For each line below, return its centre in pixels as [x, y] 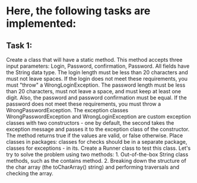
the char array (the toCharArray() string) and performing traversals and [93, 167]
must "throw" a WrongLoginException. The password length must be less [96, 85]
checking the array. [30, 173]
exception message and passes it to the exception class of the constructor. [98, 129]
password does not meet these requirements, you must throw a [84, 104]
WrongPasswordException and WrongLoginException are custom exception [99, 116]
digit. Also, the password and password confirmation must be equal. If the [96, 97]
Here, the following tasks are [78, 11]
